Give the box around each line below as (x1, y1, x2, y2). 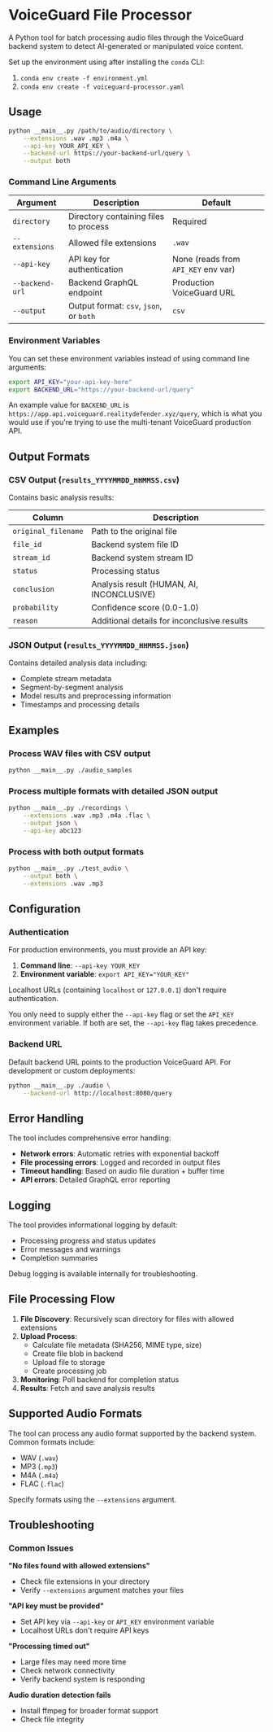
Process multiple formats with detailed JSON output (8, 785, 219, 797)
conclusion (12, 584, 54, 594)
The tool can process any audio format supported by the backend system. (8, 1428, 257, 1438)
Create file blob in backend (32, 1349, 123, 1358)
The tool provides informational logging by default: (8, 1220, 178, 1230)
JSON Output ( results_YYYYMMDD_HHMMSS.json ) (8, 640, 189, 651)
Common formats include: (8, 1437, 96, 1446)
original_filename (12, 527, 84, 536)
